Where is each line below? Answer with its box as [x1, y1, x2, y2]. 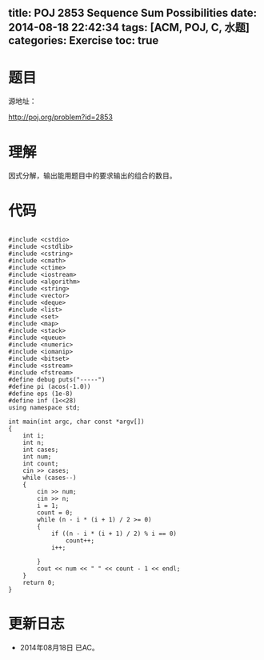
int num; [22, 453, 52, 461]
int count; [22, 460, 59, 468]
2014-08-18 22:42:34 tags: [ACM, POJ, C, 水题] [8, 21, 250, 34]
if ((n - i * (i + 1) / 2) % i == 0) [50, 530, 178, 538]
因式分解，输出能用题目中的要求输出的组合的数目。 [8, 171, 177, 181]
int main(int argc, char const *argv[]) [8, 418, 146, 426]
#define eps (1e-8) [8, 390, 74, 398]
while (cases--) [22, 474, 78, 482]
